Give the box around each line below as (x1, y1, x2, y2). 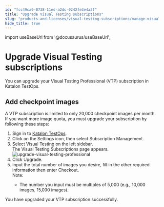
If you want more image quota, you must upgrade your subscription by (5, 116, 147, 122)
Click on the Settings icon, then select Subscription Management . (12, 136, 144, 141)
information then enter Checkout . (12, 167, 79, 173)
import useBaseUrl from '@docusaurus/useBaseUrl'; (5, 34, 111, 40)
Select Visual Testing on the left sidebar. (12, 141, 94, 147)
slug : (5, 16, 16, 21)
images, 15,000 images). (19, 187, 69, 193)
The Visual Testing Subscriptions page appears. (12, 146, 109, 152)
